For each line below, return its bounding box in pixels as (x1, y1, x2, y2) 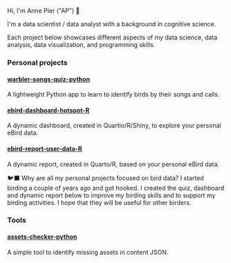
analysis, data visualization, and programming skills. (7, 41, 156, 48)
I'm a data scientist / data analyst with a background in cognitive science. (7, 20, 216, 28)
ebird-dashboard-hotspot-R (7, 106, 90, 114)
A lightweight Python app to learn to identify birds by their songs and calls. (7, 90, 220, 99)
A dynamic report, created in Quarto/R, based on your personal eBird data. (7, 159, 220, 168)
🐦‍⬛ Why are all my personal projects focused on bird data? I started (7, 173, 204, 182)
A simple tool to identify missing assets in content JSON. (7, 248, 169, 256)
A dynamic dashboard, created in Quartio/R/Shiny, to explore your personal (7, 121, 221, 130)
